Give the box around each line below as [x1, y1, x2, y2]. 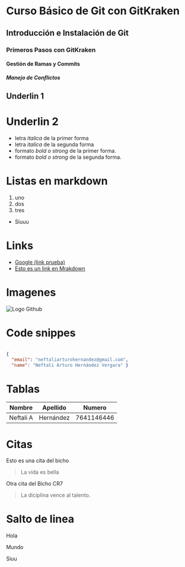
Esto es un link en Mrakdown [14, 264, 85, 272]
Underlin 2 [6, 115, 59, 128]
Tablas [6, 382, 40, 396]
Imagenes [6, 286, 56, 300]
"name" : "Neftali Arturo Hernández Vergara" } [11, 362, 129, 368]
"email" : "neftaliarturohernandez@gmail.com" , [11, 357, 129, 363]
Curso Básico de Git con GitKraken [6, 4, 180, 18]
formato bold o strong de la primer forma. [14, 147, 117, 155]
